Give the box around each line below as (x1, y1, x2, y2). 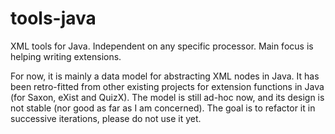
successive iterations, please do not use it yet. (10, 112, 202, 124)
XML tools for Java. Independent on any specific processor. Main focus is (10, 40, 314, 52)
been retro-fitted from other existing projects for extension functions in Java (10, 80, 325, 92)
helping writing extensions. (10, 50, 122, 62)
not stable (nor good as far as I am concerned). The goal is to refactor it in (10, 102, 316, 114)
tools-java (10, 7, 97, 30)
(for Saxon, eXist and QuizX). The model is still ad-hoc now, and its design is (10, 91, 325, 103)
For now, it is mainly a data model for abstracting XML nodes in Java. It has (10, 70, 320, 82)
